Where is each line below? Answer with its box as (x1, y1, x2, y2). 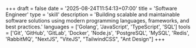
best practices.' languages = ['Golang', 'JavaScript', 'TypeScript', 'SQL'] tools (5, 23, 191, 30)
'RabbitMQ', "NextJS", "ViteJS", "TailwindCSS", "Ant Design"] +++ (5, 36, 165, 42)
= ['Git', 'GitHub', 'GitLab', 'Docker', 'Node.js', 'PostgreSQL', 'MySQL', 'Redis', (5, 29, 190, 36)
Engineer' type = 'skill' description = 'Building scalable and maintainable (5, 11, 180, 18)
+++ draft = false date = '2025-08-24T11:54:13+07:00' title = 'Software (5, 5, 177, 12)
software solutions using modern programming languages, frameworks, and (5, 17, 190, 24)
